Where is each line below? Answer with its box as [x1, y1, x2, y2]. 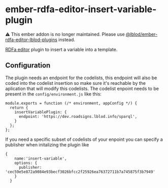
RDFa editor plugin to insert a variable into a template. [5, 46, 118, 52]
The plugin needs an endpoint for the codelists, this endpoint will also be [5, 75, 157, 81]
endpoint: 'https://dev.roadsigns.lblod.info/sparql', [18, 114, 138, 119]
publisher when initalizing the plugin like [5, 141, 89, 148]
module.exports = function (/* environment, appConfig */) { [5, 101, 138, 106]
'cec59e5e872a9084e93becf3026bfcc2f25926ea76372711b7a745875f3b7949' [5, 169, 156, 174]
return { [10, 105, 28, 110]
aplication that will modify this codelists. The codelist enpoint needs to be [5, 85, 159, 91]
